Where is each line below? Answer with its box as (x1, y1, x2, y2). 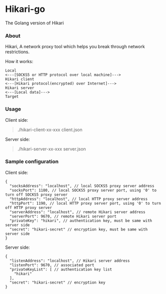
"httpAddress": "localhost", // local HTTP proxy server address (9, 196, 148, 202)
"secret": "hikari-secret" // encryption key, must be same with (9, 227, 148, 232)
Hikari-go (5, 3, 46, 15)
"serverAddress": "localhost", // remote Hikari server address (9, 210, 146, 215)
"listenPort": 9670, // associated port (9, 262, 94, 268)
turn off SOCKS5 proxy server (5, 192, 68, 197)
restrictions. (5, 49, 30, 55)
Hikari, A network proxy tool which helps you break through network (5, 44, 145, 50)
